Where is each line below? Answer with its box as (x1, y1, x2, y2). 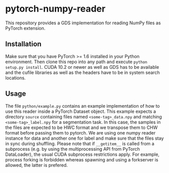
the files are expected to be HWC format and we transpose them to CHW (5, 124, 158, 131)
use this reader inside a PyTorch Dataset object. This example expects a (5, 108, 156, 114)
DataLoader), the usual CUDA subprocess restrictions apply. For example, (5, 151, 160, 157)
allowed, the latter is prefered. (5, 162, 68, 168)
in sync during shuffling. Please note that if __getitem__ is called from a (5, 140, 155, 147)
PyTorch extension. (5, 25, 46, 31)
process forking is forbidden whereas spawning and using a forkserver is (5, 156, 158, 162)
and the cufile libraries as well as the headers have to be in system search (5, 69, 160, 75)
